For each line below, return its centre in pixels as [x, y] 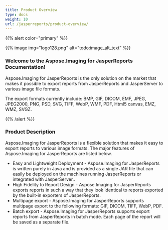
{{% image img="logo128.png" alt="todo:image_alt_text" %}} [68, 48]
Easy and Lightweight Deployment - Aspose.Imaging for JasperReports [86, 163]
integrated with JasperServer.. [44, 179]
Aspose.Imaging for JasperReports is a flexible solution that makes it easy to [84, 143]
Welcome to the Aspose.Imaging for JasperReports [69, 61]
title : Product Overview [31, 10]
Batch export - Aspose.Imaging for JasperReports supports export [81, 211]
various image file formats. [33, 89]
